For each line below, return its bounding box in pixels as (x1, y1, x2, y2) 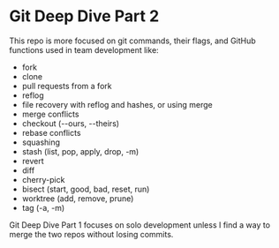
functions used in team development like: (9, 44, 159, 55)
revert (21, 155, 44, 166)
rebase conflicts (21, 127, 81, 138)
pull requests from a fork (21, 80, 112, 91)
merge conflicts (21, 109, 79, 119)
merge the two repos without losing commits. (9, 229, 174, 239)
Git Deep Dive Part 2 (9, 6, 160, 26)
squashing (21, 137, 60, 147)
